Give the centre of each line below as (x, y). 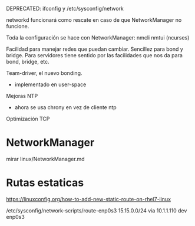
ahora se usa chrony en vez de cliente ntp (65, 107)
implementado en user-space (50, 84)
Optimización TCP (28, 119)
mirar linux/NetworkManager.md (45, 159)
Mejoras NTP (22, 96)
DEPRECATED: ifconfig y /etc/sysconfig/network (65, 9)
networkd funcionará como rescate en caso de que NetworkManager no (94, 20)
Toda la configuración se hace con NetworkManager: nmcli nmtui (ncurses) (98, 37)
